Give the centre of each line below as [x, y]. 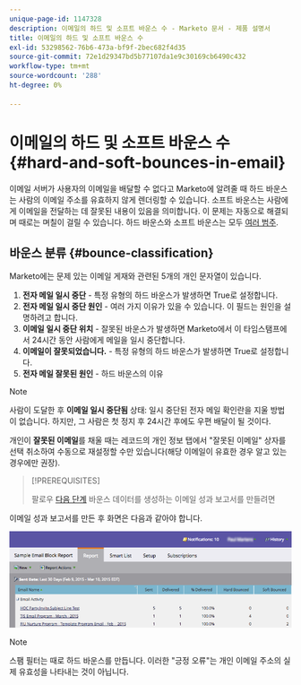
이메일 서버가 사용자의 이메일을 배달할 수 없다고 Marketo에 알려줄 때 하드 [137, 188]
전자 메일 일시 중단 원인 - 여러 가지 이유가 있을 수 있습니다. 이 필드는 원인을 [152, 307]
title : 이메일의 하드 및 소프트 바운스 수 [77, 38]
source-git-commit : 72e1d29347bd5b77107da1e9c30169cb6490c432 [128, 57]
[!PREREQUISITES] [65, 481]
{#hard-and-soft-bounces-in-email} [148, 162]
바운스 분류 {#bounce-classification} [112, 252]
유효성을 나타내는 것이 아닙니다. [73, 672]
